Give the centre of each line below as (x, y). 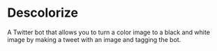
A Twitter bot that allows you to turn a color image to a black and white (109, 32)
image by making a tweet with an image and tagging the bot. (94, 39)
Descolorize (43, 13)
